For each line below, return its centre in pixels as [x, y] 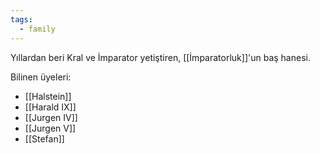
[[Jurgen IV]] [51, 117]
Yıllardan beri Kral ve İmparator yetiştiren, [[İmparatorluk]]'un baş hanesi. [160, 57]
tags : [21, 19]
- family [37, 29]
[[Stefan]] [44, 138]
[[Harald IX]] [50, 107]
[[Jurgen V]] [50, 128]
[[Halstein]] [48, 96]
